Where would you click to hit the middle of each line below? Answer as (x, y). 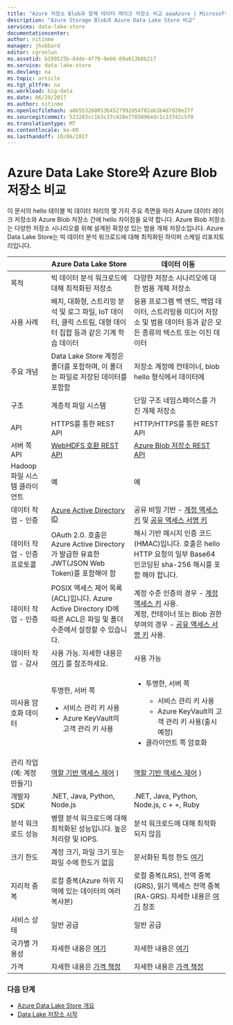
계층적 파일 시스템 (78, 406)
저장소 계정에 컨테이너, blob (177, 367)
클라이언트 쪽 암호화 (176, 743)
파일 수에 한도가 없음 (83, 862)
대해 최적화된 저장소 (82, 288)
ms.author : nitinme (35, 104)
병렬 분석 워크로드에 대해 (89, 819)
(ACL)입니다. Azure (82, 598)
